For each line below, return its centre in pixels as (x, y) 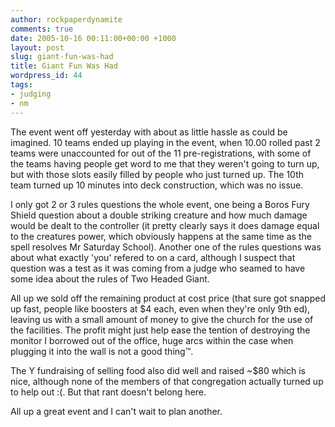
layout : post (37, 47)
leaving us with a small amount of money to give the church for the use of (162, 319)
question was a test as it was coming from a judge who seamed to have (158, 268)
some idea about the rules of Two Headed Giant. (110, 278)
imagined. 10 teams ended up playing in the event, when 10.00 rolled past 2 (165, 142)
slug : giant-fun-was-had (62, 57)
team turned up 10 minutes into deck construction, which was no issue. (157, 185)
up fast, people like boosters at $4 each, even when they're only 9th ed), (160, 308)
